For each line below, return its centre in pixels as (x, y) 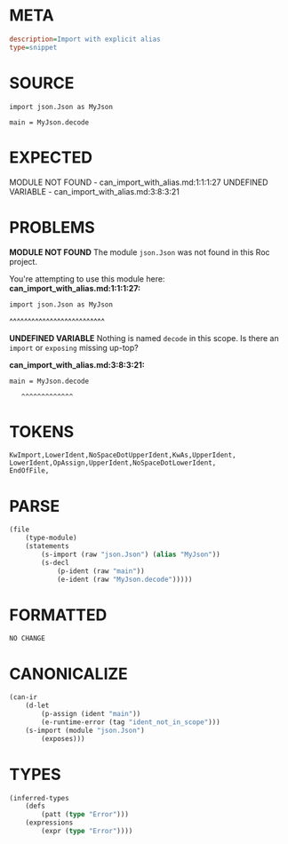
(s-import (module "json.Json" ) (85, 730)
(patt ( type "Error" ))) (85, 815)
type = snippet (33, 47)
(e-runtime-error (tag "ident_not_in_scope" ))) (131, 722)
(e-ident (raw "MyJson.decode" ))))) (124, 579)
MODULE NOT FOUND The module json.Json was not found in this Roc (140, 252)
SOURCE (42, 83)
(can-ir (24, 697)
